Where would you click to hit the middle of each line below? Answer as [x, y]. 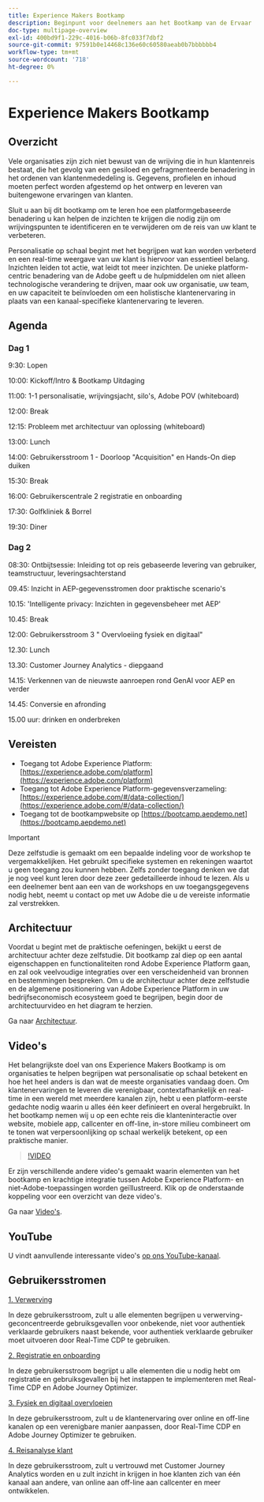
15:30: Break [28, 481]
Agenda [28, 326]
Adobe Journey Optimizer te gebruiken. [72, 1435]
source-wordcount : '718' [49, 60]
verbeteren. [27, 235]
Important [24, 837]
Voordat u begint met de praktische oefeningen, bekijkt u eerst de [115, 947]
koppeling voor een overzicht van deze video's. [85, 1196]
